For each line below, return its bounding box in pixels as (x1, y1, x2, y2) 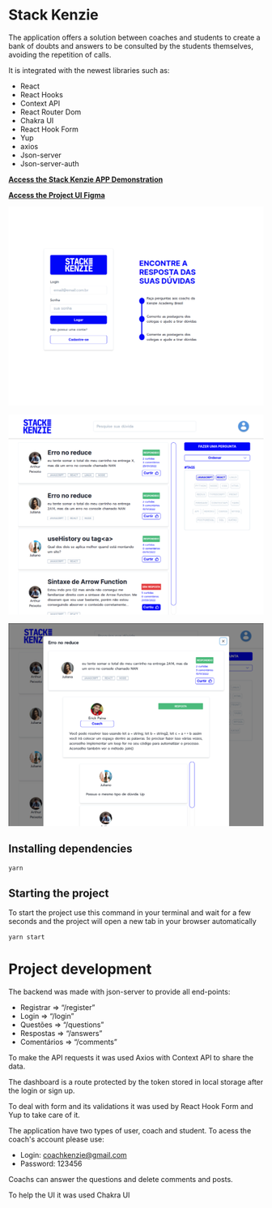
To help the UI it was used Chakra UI (8, 1190, 130, 1200)
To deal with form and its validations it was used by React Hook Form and (8, 1102, 253, 1111)
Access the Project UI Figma (8, 190, 105, 200)
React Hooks (19, 89, 63, 99)
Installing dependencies (8, 841, 133, 855)
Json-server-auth (19, 158, 79, 168)
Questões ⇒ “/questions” (19, 1020, 104, 1030)
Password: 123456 (19, 1159, 83, 1169)
